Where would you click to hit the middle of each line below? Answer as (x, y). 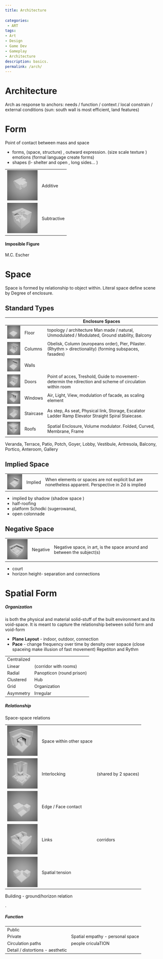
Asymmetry (19, 693)
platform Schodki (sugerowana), (44, 509)
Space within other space (67, 741)
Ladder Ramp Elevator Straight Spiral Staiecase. (95, 416)
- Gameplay (16, 51)
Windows (33, 398)
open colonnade (28, 514)
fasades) (56, 354)
